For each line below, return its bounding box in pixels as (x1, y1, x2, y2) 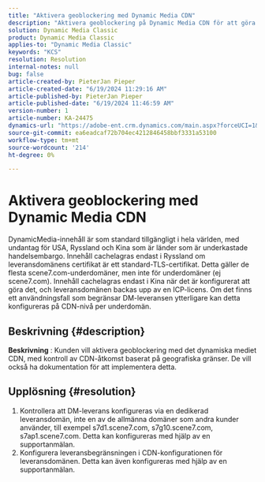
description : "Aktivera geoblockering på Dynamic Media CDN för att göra (8, 19, 256, 27)
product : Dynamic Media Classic (8, 33, 114, 42)
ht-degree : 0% (8, 151, 55, 159)
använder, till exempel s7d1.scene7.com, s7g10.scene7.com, (19, 423, 214, 432)
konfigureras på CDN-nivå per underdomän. (8, 301, 151, 312)
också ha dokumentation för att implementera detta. (8, 362, 177, 372)
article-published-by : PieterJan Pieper (8, 92, 144, 100)
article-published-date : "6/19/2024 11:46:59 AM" (8, 99, 175, 107)
